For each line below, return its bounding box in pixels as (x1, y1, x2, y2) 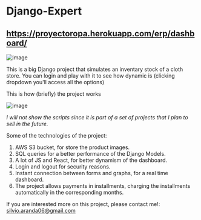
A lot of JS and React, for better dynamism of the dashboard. (15, 156, 168, 164)
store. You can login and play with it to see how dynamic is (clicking (6, 72, 176, 79)
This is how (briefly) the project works (6, 90, 101, 98)
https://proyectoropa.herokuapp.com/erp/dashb (6, 28, 195, 39)
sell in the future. (6, 120, 48, 127)
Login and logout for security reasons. (15, 163, 111, 170)
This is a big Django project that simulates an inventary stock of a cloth (6, 65, 183, 73)
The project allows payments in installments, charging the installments (15, 182, 191, 189)
